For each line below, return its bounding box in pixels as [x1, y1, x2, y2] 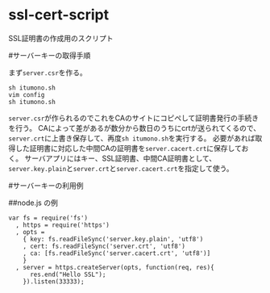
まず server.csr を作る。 [8, 67, 87, 77]
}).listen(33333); [23, 277, 85, 286]
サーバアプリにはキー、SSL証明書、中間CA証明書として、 [23, 153, 217, 163]
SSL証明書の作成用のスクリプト [8, 33, 114, 43]
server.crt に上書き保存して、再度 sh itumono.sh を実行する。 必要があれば [8, 133, 255, 143]
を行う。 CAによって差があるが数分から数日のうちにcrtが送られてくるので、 [8, 123, 260, 132]
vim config [8, 90, 45, 98]
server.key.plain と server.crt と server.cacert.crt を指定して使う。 [8, 163, 234, 173]
